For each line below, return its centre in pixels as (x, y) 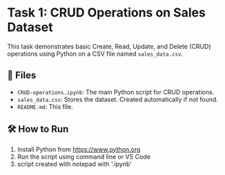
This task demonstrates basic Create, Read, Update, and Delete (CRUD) (109, 46)
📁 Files (22, 75)
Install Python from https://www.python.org (79, 149)
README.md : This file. (45, 106)
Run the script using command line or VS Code (84, 156)
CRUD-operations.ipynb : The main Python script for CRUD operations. (116, 92)
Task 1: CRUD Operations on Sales (106, 13)
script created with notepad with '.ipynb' (75, 164)
